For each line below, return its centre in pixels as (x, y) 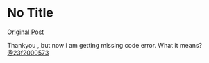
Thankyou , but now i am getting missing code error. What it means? (105, 45)
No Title (31, 13)
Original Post (26, 32)
